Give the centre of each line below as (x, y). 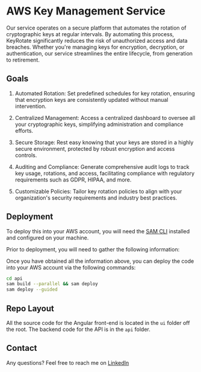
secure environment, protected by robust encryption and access (95, 148)
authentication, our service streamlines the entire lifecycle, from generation (100, 53)
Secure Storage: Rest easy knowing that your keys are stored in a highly (104, 142)
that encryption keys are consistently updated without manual (91, 99)
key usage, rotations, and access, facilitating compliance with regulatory (105, 173)
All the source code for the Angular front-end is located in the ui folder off (98, 323)
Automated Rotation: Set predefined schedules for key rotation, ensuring (105, 93)
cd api (14, 279)
